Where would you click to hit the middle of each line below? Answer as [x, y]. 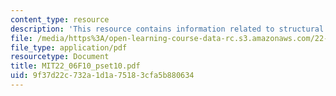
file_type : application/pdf [69, 47]
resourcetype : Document [60, 57]
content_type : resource [60, 19]
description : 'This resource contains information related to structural [167, 29]
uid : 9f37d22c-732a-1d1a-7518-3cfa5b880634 [102, 76]
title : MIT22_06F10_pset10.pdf [75, 66]
